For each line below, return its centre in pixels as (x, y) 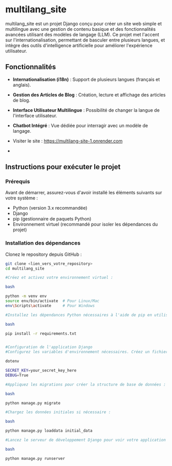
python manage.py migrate (33, 403)
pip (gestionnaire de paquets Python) (52, 219)
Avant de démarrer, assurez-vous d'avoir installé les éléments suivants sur (84, 193)
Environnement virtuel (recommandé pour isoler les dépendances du (85, 225)
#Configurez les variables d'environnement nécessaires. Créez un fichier (87, 352)
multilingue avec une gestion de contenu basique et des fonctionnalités (81, 29)
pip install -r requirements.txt (41, 333)
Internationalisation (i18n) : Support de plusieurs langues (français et (86, 79)
